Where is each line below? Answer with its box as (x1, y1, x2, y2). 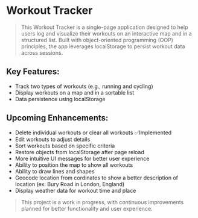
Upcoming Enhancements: (6, 113, 109, 123)
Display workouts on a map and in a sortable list (14, 89, 135, 96)
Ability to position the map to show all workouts (14, 161, 133, 169)
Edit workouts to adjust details (14, 135, 91, 143)
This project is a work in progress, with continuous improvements (21, 198, 184, 205)
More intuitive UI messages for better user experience (14, 155, 150, 162)
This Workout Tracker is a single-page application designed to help (21, 23, 188, 31)
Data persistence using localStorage (14, 95, 106, 102)
